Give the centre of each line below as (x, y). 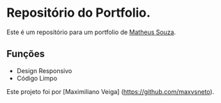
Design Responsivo (44, 70)
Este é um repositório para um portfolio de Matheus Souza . (91, 32)
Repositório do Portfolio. (79, 13)
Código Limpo (37, 78)
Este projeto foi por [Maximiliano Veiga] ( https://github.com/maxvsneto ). (110, 91)
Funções (26, 54)
